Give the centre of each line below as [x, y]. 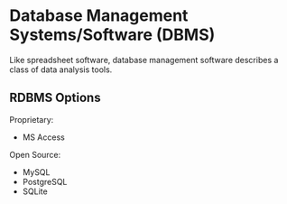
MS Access [43, 137]
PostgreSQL [45, 181]
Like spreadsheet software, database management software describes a [144, 60]
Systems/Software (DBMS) [112, 35]
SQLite [35, 191]
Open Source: [35, 154]
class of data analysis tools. [61, 70]
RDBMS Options [55, 98]
